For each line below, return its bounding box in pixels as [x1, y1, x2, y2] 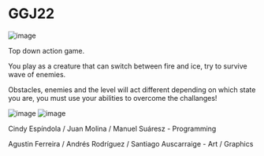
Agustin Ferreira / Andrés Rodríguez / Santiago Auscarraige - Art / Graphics [8, 139, 254, 148]
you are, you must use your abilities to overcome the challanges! [8, 93, 218, 102]
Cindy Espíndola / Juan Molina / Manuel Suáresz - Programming [8, 124, 217, 133]
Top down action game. [8, 46, 85, 55]
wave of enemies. [8, 69, 66, 79]
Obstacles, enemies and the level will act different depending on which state [8, 84, 256, 95]
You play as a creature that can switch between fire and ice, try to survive [8, 61, 247, 71]
